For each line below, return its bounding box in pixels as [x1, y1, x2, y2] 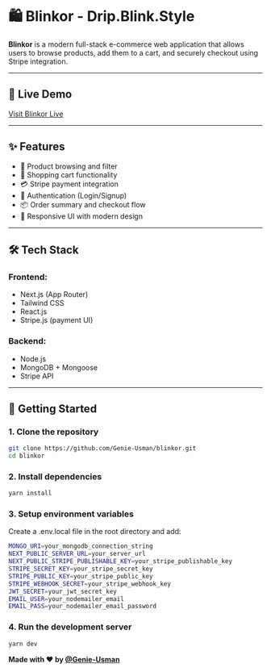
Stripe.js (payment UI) [19, 315, 94, 325]
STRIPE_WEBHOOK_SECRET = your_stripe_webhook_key [8, 579, 172, 588]
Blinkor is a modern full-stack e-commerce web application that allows [8, 39, 244, 49]
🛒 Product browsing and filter [19, 161, 119, 171]
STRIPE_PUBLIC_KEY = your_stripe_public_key [8, 572, 153, 580]
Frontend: [8, 271, 48, 282]
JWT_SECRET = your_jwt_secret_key [8, 587, 117, 595]
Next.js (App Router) [19, 290, 89, 299]
